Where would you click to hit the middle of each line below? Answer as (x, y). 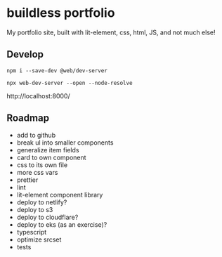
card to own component (51, 157)
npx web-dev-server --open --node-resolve (70, 83)
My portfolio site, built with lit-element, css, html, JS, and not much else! (111, 32)
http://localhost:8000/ (39, 95)
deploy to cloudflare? (47, 217)
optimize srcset (39, 239)
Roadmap (28, 118)
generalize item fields (48, 150)
